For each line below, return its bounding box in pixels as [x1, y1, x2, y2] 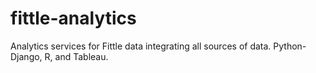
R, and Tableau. [44, 50, 109, 62]
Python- [273, 40, 307, 52]
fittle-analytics [10, 7, 137, 30]
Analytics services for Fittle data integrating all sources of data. [10, 40, 272, 52]
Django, [10, 50, 43, 62]
